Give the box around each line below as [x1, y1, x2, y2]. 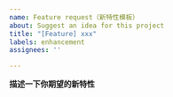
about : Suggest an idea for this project [9, 21, 165, 30]
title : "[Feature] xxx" [9, 29, 98, 38]
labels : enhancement [9, 37, 86, 47]
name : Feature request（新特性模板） [9, 12, 139, 22]
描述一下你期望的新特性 [9, 78, 95, 89]
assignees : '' [9, 46, 62, 55]
